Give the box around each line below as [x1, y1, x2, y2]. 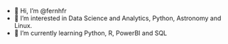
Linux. [13, 22, 33, 29]
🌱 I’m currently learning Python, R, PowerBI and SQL [13, 29, 168, 37]
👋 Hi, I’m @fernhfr [13, 7, 67, 15]
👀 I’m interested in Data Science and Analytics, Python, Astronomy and [13, 14, 222, 22]
